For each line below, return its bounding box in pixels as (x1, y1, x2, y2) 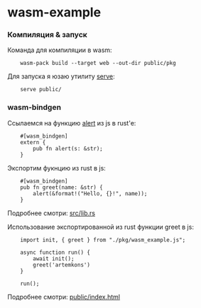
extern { (20, 138, 46, 146)
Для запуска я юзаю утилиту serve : (7, 72, 115, 81)
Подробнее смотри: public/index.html (7, 292, 121, 301)
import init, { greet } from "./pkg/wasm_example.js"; (20, 236, 186, 243)
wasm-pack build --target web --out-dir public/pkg (20, 60, 176, 67)
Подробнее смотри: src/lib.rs (7, 208, 96, 217)
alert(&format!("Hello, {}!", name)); (33, 190, 148, 197)
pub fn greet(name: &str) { (20, 183, 103, 191)
